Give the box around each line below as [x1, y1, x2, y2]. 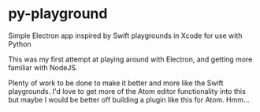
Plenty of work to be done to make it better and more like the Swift [8, 78, 224, 88]
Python [8, 39, 32, 48]
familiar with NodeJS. [8, 62, 78, 72]
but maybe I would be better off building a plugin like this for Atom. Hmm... [8, 95, 250, 104]
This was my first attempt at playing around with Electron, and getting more [8, 54, 253, 64]
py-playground [8, 5, 108, 23]
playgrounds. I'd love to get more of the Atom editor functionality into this [8, 86, 246, 95]
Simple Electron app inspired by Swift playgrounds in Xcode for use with [8, 31, 243, 40]
